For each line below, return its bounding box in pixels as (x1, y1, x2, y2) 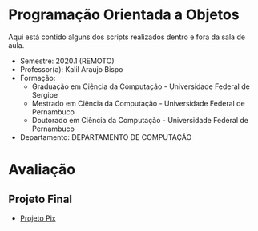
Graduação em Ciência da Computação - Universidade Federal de (31, 82, 250, 91)
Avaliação (8, 161, 76, 179)
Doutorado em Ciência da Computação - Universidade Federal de (31, 115, 248, 125)
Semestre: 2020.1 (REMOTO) (19, 56, 115, 66)
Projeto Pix (19, 213, 56, 223)
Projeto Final (8, 192, 73, 205)
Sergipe (31, 90, 58, 99)
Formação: (19, 73, 56, 82)
